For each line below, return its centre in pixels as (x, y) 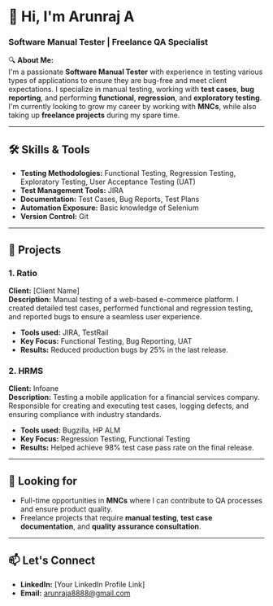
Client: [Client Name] (44, 290)
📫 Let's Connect (52, 561)
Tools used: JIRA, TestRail (64, 332)
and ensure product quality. (66, 509)
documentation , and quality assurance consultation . (110, 527)
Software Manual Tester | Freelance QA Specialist (108, 42)
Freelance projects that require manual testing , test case (116, 518)
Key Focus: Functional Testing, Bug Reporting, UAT (106, 340)
